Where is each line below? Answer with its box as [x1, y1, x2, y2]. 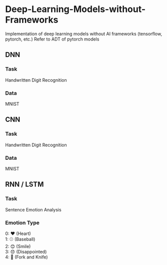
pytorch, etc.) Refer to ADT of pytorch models [5, 36, 99, 42]
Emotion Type [5, 219, 40, 226]
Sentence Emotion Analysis [5, 206, 61, 212]
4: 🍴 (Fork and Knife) [5, 254, 48, 260]
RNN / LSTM [5, 180, 44, 189]
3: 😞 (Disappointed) [5, 248, 47, 254]
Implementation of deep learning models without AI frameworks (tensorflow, [5, 31, 162, 37]
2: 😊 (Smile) [5, 243, 31, 249]
